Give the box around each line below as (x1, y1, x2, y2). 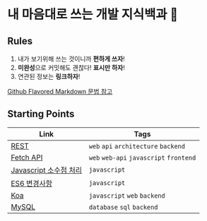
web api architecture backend (88, 142, 186, 150)
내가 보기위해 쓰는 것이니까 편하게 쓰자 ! (17, 54, 125, 63)
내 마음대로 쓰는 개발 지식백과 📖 (7, 6, 179, 23)
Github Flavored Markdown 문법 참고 (7, 88, 113, 95)
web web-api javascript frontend (88, 153, 196, 162)
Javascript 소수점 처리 (11, 165, 83, 175)
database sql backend (88, 203, 158, 211)
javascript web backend (88, 191, 165, 200)
